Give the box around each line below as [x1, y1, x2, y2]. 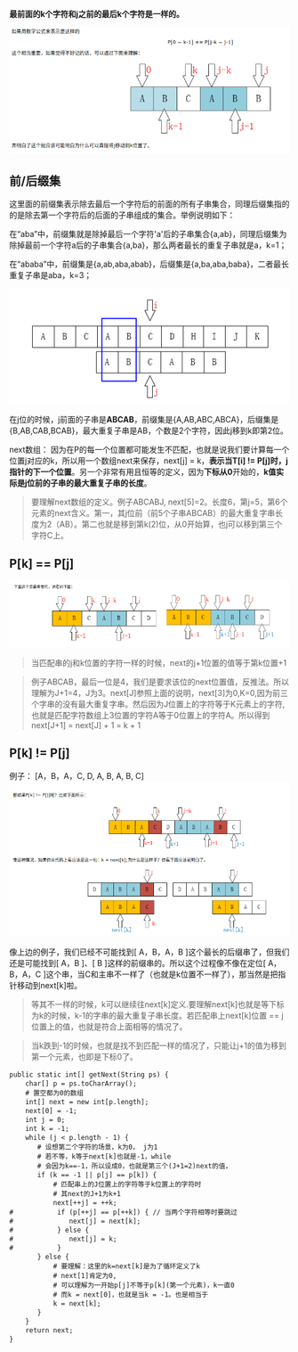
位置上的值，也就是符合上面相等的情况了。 [30, 1020, 188, 1032]
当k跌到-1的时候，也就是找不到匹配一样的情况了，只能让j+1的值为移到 [30, 1040, 286, 1051]
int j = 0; [25, 1115, 66, 1124]
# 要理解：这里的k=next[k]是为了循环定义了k [52, 1261, 201, 1271]
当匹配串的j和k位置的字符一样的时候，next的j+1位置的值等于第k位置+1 [30, 657, 287, 668]
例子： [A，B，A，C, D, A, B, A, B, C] [9, 770, 145, 781]
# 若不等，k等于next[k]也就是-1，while [36, 1151, 172, 1161]
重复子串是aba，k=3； [9, 269, 93, 280]
